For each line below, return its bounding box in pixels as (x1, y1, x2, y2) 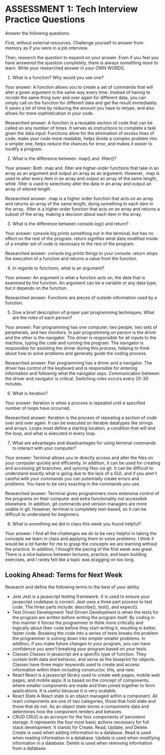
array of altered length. (5, 186, 52, 192)
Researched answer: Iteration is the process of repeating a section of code (5, 415, 157, 421)
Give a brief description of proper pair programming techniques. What (12, 309, 155, 315)
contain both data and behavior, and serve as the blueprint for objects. (12, 656, 156, 662)
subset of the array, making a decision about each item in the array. (5, 211, 142, 217)
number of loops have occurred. (5, 405, 70, 411)
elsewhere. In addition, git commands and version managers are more (5, 501, 147, 507)
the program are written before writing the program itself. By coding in (12, 614, 155, 620)
